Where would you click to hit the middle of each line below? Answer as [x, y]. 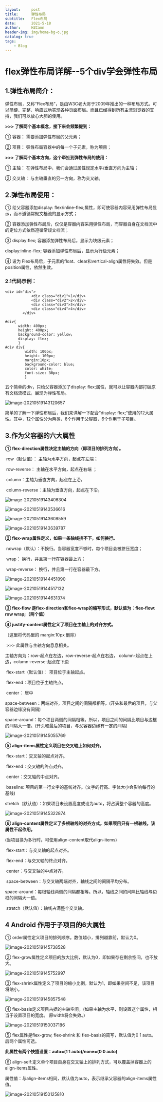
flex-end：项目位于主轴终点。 [36, 682]
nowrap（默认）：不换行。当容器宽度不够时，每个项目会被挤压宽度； [74, 548]
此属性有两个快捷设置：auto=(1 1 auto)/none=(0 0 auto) [61, 1052]
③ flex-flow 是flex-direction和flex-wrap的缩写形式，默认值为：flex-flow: [80, 608]
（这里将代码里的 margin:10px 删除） [42, 634]
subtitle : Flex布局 [26, 19]
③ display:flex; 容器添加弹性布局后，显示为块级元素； [60, 241]
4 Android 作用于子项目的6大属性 [55, 925]
